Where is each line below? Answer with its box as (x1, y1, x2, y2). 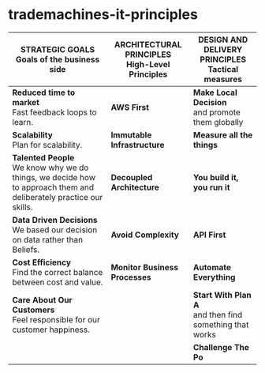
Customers (12, 304, 55, 315)
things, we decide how (12, 171, 96, 183)
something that (192, 318, 249, 330)
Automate (192, 262, 231, 273)
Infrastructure (110, 139, 165, 150)
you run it (192, 182, 230, 193)
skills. (12, 202, 33, 213)
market (12, 96, 39, 107)
